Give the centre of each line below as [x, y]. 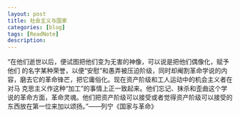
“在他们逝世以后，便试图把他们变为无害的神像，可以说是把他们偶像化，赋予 [119, 62]
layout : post [27, 14]
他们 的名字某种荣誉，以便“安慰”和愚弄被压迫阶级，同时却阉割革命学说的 [114, 71]
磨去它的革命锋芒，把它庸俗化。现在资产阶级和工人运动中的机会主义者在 [126, 80]
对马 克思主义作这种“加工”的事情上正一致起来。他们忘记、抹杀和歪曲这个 [114, 88]
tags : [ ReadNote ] [33, 34]
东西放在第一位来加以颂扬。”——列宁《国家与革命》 [82, 106]
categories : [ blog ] [36, 27]
